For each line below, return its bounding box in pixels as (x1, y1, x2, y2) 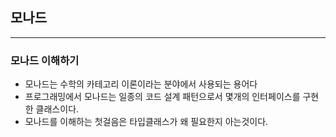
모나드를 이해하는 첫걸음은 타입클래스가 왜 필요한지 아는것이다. (24, 116, 269, 128)
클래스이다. (35, 103, 80, 115)
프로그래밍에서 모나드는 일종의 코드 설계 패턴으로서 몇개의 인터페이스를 (24, 91, 301, 103)
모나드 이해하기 (10, 53, 80, 67)
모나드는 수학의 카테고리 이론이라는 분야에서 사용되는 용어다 (24, 78, 258, 90)
